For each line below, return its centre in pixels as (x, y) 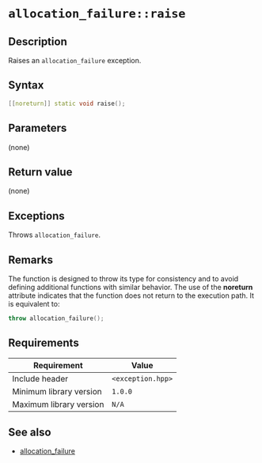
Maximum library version (58, 404)
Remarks (31, 260)
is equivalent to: (34, 303)
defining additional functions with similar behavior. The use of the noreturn (131, 287)
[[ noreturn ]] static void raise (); (67, 104)
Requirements (44, 343)
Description (38, 41)
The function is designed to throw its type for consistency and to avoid (123, 278)
